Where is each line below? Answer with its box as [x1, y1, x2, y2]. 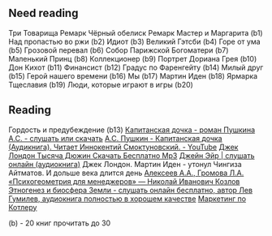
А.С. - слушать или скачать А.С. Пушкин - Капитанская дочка [8, 133, 222, 143]
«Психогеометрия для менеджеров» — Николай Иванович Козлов [8, 176, 240, 186]
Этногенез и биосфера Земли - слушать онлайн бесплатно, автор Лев [8, 185, 253, 195]
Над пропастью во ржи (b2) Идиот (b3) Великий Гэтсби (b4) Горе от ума [8, 36, 261, 46]
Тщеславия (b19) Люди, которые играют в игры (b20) [8, 79, 193, 89]
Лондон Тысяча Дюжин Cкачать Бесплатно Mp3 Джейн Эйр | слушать [8, 150, 255, 161]
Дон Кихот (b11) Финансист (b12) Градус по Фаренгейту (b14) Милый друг [8, 62, 264, 72]
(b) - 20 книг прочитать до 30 [8, 218, 111, 228]
